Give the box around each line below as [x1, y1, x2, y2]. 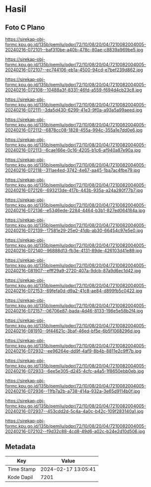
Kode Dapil [7, 474, 33, 481]
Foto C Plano [5, 23, 45, 32]
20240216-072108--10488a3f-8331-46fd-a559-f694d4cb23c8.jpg [5, 87, 142, 92]
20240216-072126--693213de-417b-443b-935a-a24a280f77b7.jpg [5, 187, 143, 193]
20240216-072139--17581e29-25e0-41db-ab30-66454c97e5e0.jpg [5, 227, 144, 233]
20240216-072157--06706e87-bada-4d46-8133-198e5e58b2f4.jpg [5, 308, 144, 313]
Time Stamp [7, 466, 36, 473]
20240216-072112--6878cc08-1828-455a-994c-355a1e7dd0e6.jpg [5, 127, 143, 133]
